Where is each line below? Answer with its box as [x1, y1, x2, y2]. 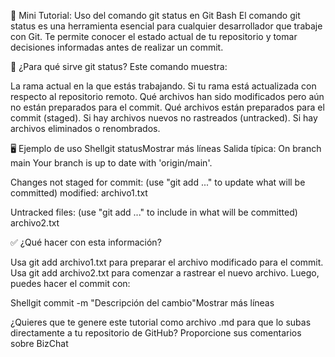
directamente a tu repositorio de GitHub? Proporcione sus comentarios [10, 327, 302, 339]
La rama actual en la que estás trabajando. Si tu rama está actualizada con [10, 80, 317, 92]
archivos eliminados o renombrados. [10, 123, 161, 134]
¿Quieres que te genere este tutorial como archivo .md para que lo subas [10, 316, 312, 328]
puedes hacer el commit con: [10, 278, 131, 289]
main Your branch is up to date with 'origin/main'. [10, 157, 213, 169]
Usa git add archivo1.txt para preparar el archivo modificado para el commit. [10, 256, 324, 268]
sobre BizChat [10, 338, 69, 349]
